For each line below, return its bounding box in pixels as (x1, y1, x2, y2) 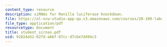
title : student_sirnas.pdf (5, 30, 61, 35)
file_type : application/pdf (5, 21, 64, 26)
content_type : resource (5, 7, 55, 12)
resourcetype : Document (5, 25, 55, 30)
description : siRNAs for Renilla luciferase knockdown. (5, 12, 123, 17)
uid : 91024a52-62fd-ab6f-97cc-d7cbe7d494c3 (5, 35, 97, 40)
